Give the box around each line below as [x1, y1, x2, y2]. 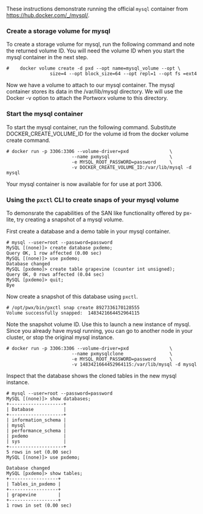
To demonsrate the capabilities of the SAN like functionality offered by [6, 209, 182, 216]
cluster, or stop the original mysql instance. [6, 334, 114, 341]
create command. [6, 137, 50, 144]
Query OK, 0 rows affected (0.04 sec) [6, 271, 105, 277]
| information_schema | [6, 417, 67, 423]
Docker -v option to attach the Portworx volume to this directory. [6, 95, 168, 102]
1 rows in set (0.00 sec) [6, 502, 72, 509]
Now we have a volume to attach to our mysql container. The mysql [6, 82, 175, 89]
